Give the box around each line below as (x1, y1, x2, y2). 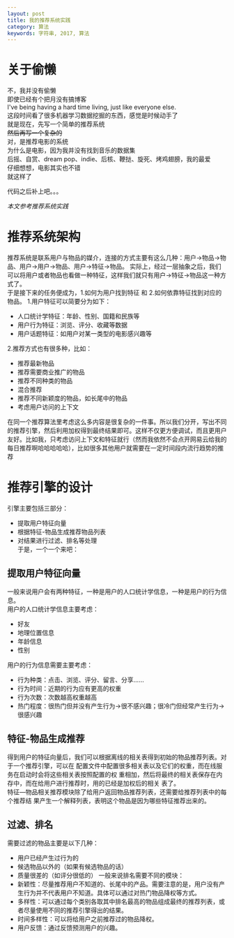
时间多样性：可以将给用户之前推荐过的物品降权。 (17, 914, 158, 923)
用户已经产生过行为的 (17, 853, 79, 862)
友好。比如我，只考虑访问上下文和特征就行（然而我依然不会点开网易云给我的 (7, 435, 227, 444)
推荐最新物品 (17, 359, 54, 367)
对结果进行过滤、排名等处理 (17, 536, 97, 545)
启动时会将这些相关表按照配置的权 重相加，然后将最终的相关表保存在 (19, 770, 217, 779)
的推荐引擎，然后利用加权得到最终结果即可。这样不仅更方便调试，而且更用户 (7, 427, 227, 435)
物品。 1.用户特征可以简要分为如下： (7, 298, 111, 306)
